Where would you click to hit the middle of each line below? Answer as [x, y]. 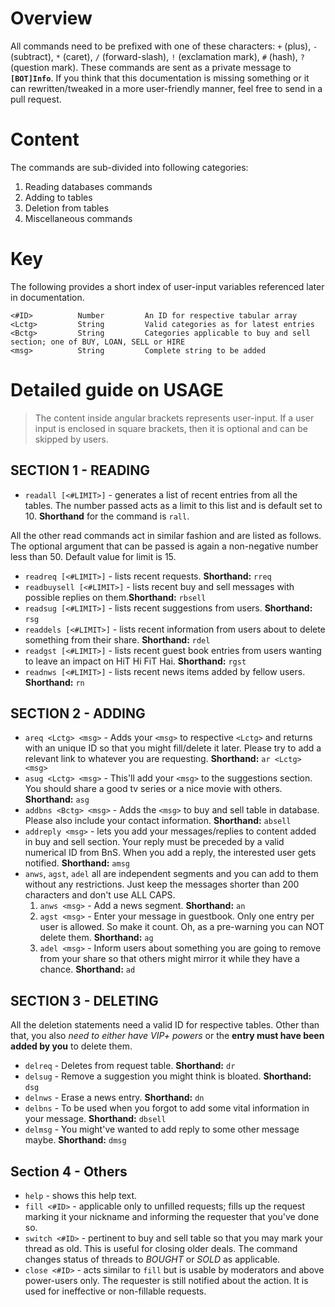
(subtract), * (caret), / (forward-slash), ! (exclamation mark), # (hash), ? [158, 56]
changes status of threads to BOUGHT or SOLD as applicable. [152, 1259]
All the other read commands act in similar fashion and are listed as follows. [166, 535]
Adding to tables [58, 197]
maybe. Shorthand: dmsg [75, 1140]
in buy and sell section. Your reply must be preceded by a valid [154, 842]
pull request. [36, 99]
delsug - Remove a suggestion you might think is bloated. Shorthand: [168, 1076]
